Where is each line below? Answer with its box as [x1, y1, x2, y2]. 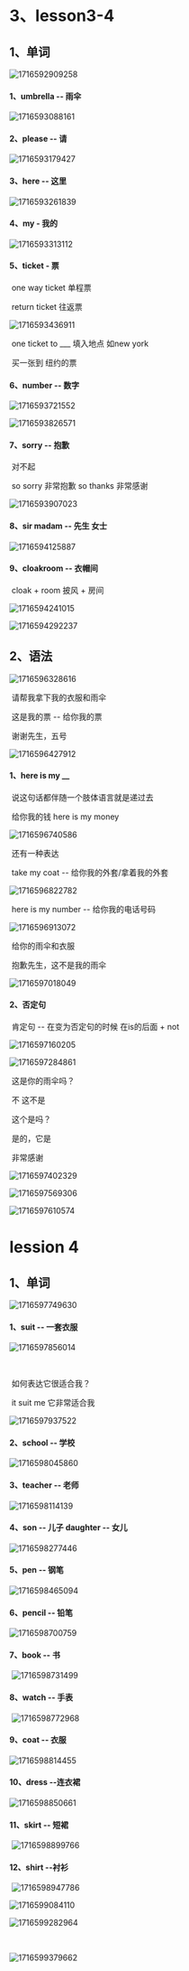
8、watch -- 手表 [9, 1692, 74, 1703]
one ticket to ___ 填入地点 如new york [11, 338, 149, 350]
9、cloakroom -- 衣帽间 [9, 563, 99, 574]
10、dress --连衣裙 [9, 1777, 81, 1788]
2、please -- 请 [9, 133, 67, 144]
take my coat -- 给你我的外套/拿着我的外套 [11, 866, 169, 878]
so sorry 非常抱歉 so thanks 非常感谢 [11, 481, 148, 491]
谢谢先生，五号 [11, 730, 67, 741]
